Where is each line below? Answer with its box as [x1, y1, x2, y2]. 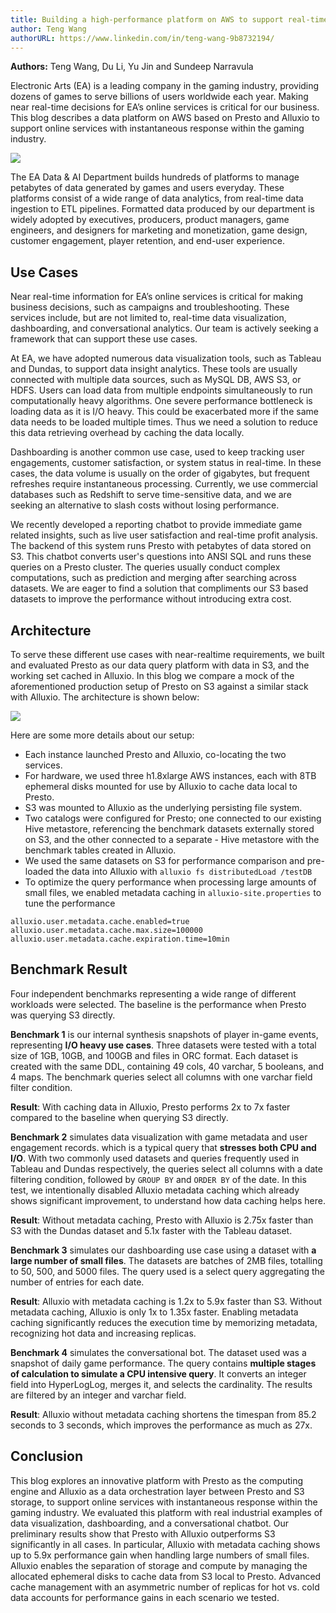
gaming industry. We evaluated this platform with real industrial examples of [10, 1506, 323, 1518]
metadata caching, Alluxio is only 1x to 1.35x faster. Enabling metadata [10, 1306, 299, 1318]
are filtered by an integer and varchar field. [10, 1389, 187, 1401]
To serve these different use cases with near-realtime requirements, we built [10, 649, 325, 660]
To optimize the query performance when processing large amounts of [24, 876, 317, 888]
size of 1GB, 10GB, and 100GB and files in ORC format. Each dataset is [10, 1049, 299, 1061]
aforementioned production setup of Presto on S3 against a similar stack [10, 681, 309, 692]
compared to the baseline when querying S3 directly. [10, 1111, 229, 1123]
